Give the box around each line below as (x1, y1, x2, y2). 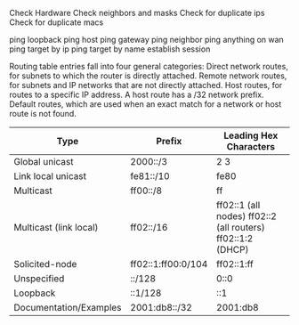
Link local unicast (13, 170, 87, 182)
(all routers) (216, 222, 265, 233)
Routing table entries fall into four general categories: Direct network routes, (9, 61, 289, 71)
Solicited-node (13, 258, 77, 270)
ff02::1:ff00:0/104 (130, 258, 208, 270)
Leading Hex (223, 129, 279, 142)
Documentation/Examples (13, 302, 122, 313)
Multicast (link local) (13, 222, 99, 233)
